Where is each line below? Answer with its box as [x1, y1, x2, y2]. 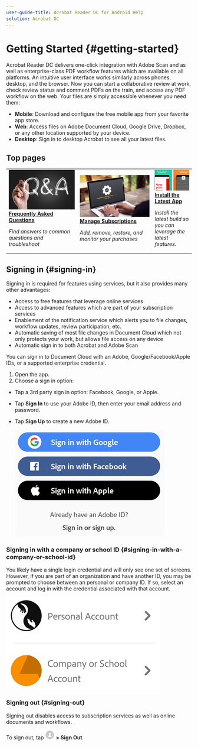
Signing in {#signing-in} [6, 264, 97, 274]
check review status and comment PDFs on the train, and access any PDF [6, 86, 186, 94]
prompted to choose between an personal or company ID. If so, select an [6, 579, 184, 586]
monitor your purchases [79, 235, 138, 242]
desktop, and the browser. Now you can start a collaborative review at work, [6, 80, 192, 87]
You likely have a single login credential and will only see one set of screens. [6, 566, 192, 573]
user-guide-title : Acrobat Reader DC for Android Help [6, 9, 144, 15]
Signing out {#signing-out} [6, 699, 85, 707]
